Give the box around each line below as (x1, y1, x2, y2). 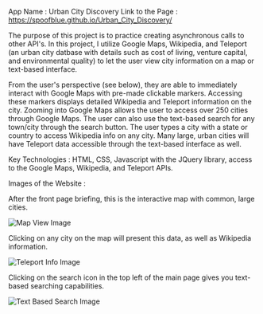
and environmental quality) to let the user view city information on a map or (8, 56, 254, 65)
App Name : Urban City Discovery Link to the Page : (8, 7, 178, 16)
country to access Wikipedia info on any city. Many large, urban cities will (8, 131, 249, 140)
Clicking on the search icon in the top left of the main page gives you (8, 273, 234, 282)
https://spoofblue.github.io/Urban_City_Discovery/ (8, 15, 172, 25)
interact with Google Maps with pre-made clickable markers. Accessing (8, 88, 242, 98)
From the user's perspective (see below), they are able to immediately (8, 80, 238, 89)
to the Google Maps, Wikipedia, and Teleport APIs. (8, 163, 173, 172)
